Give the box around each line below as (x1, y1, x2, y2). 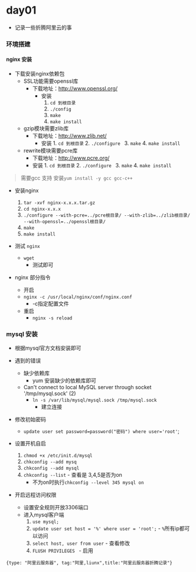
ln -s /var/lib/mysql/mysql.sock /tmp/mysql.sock (32, 398, 157, 403)
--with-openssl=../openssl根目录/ (23, 219, 106, 225)
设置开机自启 (14, 440, 46, 447)
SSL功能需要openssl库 (23, 77, 79, 85)
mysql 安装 (6, 329, 38, 338)
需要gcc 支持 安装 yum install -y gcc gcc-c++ (20, 174, 133, 182)
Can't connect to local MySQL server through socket (23, 384, 152, 391)
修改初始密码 (14, 416, 46, 423)
